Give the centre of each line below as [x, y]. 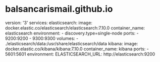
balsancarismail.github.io [59, 9]
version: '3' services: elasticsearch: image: [49, 23]
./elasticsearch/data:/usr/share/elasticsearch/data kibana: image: [72, 43]
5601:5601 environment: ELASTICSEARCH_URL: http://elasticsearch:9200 [80, 54]
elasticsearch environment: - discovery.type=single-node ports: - [72, 33]
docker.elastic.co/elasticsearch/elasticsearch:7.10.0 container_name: [75, 28]
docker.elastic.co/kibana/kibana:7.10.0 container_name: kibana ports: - [77, 49]
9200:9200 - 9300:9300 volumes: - [42, 38]
